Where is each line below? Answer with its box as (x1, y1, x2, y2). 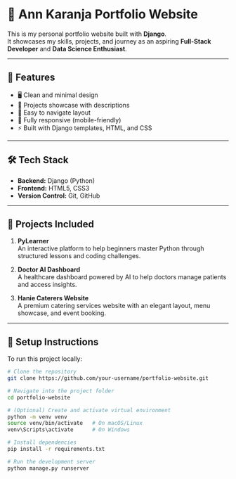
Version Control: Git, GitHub (17, 191, 100, 200)
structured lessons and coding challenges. (17, 252, 141, 260)
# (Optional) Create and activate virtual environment (7, 407, 171, 414)
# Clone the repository (7, 369, 77, 376)
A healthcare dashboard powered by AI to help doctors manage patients (17, 273, 227, 281)
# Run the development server (7, 458, 96, 465)
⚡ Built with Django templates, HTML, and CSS (17, 123, 152, 132)
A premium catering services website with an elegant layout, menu (17, 302, 211, 310)
